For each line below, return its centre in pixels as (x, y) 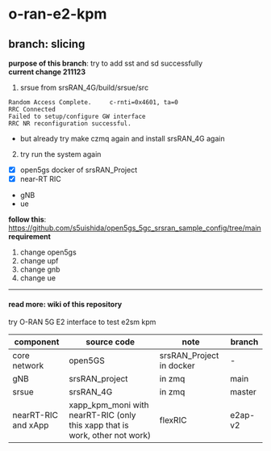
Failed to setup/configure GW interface (77, 116)
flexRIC (173, 420)
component (37, 342)
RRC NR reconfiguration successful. (70, 124)
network (28, 366)
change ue (38, 278)
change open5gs (48, 252)
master (243, 392)
